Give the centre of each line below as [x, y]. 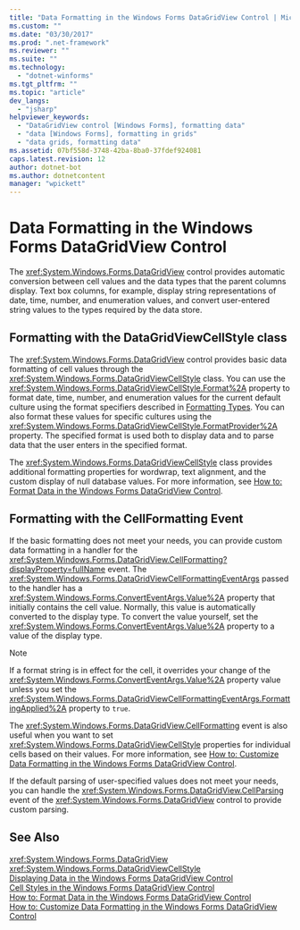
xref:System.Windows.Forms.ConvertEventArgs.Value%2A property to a [142, 626]
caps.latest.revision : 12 [57, 159]
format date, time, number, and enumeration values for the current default [145, 397]
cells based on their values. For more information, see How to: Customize [144, 754]
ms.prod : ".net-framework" [59, 42]
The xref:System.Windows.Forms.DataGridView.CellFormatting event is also [149, 725]
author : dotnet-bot [46, 167]
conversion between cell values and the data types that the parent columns [148, 282]
